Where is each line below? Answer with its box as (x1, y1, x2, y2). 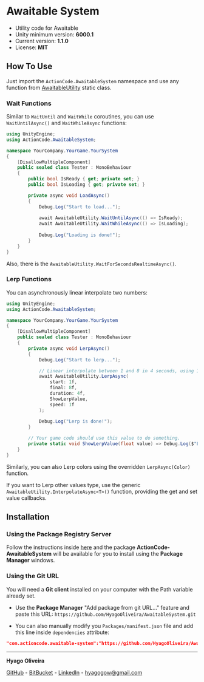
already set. (6, 592, 36, 599)
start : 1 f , (49, 379, 78, 385)
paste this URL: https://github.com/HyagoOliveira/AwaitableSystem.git (15, 610, 196, 618)
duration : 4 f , (49, 390, 86, 397)
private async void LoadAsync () (28, 193, 110, 199)
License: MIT (15, 44, 49, 51)
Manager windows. (6, 557, 55, 564)
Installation (6, 512, 50, 522)
